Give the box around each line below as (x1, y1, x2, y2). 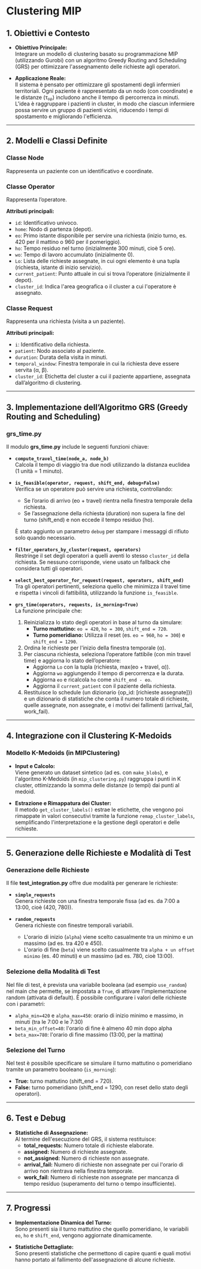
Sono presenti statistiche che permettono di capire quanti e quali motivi (14, 1249, 191, 1256)
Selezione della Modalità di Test (6, 968, 100, 976)
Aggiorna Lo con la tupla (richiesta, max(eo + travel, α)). (32, 663, 170, 670)
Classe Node (6, 154, 44, 162)
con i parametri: (6, 1000, 45, 1007)
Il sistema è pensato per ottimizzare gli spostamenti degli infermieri (14, 81, 181, 88)
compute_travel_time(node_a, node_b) (14, 455, 109, 462)
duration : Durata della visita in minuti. (14, 353, 108, 361)
